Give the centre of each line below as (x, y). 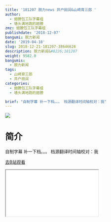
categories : (17, 83)
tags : (11, 70)
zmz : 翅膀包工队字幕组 (25, 28)
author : (13, 14)
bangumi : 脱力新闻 (23, 38)
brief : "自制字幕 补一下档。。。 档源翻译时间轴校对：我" (56, 102)
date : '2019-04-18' (25, 42)
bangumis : (15, 60)
